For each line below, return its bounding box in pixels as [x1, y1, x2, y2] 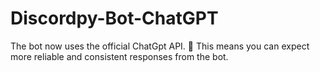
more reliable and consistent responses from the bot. [10, 50, 229, 62]
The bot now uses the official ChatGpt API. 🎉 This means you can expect [10, 40, 310, 52]
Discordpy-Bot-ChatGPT [10, 7, 219, 30]
